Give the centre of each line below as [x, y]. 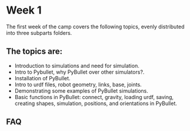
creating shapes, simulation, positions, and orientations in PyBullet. [96, 103]
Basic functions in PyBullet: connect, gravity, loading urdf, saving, [94, 97]
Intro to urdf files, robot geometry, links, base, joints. [78, 84]
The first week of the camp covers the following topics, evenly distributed [95, 27]
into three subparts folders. [39, 32]
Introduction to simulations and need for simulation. [77, 65]
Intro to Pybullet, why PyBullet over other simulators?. [79, 72]
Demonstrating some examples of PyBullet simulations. [81, 91]
